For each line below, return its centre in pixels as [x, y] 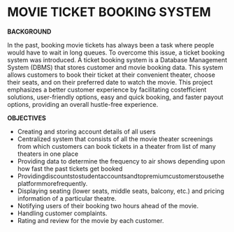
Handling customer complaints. [62, 213]
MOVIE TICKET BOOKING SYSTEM [109, 12]
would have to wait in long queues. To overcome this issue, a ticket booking [116, 52]
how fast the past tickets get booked [70, 168]
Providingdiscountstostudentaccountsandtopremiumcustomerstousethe [121, 176]
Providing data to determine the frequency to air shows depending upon [121, 161]
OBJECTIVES [27, 118]
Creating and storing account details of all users [86, 131]
